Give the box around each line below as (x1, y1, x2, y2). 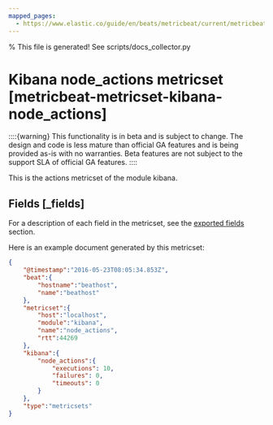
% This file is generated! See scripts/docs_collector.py (8, 41, 191, 51)
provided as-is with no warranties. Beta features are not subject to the (8, 149, 243, 158)
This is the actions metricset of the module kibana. (8, 173, 178, 183)
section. (8, 227, 36, 236)
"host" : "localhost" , (37, 311, 107, 319)
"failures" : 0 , (51, 371, 104, 380)
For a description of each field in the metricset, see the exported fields (8, 219, 245, 228)
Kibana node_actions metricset (8, 70, 223, 89)
